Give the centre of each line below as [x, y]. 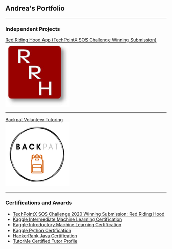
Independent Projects [33, 29]
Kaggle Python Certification [42, 231]
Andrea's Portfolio [35, 8]
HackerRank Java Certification [45, 236]
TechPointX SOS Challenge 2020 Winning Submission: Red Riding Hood [89, 214]
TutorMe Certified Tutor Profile [45, 241]
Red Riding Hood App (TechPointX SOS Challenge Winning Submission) [81, 40]
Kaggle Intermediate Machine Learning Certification [67, 219]
